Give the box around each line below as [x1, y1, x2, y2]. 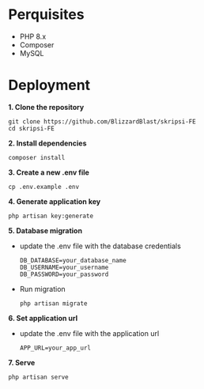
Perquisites [8, 6, 85, 24]
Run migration [19, 284, 66, 293]
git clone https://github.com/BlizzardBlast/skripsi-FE [8, 117, 196, 126]
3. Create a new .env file [8, 168, 89, 177]
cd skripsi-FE [8, 124, 55, 132]
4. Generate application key [8, 196, 101, 206]
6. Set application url [8, 313, 78, 323]
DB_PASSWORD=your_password [19, 270, 109, 278]
